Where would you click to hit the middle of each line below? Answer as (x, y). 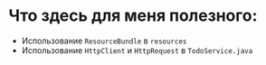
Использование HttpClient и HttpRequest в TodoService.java (137, 50)
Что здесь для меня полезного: (133, 16)
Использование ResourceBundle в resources (104, 41)
